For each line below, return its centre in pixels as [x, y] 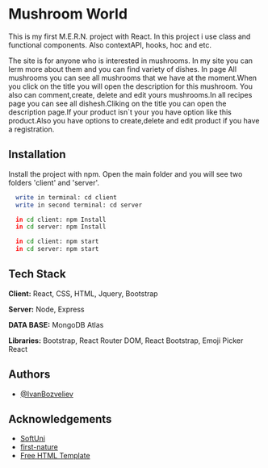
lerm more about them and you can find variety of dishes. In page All [122, 69]
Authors [29, 375]
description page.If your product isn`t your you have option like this [120, 112]
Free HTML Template [55, 456]
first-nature [39, 447]
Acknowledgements [60, 419]
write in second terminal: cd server [79, 205]
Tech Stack [37, 274]
